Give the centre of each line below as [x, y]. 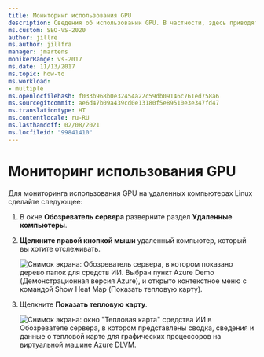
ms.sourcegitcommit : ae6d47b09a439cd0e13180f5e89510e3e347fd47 [114, 103]
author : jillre [33, 37]
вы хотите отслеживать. [60, 248]
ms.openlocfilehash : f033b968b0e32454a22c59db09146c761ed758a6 [114, 96]
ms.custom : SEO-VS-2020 [47, 30]
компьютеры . [43, 225]
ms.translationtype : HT [47, 111]
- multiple [26, 88]
